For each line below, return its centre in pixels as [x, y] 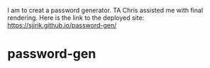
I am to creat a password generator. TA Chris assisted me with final [105, 10]
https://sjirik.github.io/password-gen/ [62, 25]
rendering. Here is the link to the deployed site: [76, 18]
